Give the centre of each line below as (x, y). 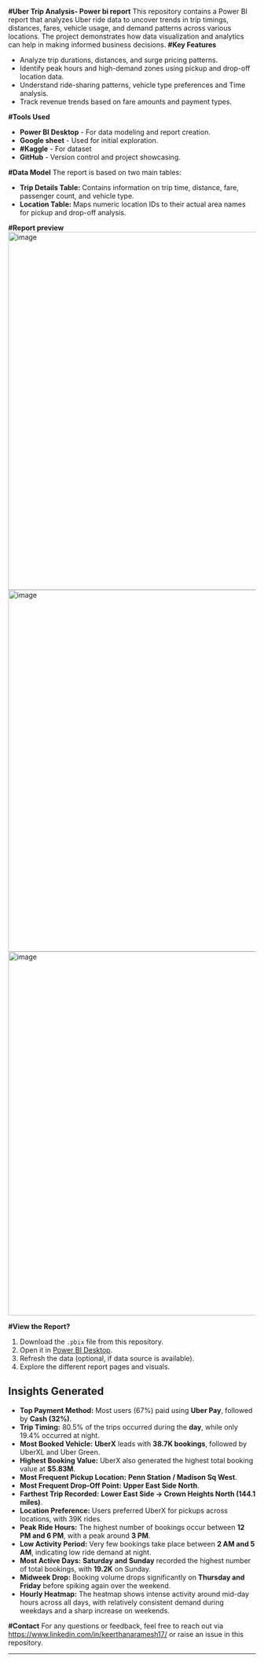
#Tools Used (29, 117)
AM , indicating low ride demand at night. (85, 1552)
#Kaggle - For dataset (55, 149)
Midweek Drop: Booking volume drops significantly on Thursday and (132, 1577)
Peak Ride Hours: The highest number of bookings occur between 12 (132, 1527)
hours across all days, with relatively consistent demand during (121, 1602)
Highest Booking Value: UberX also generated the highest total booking (136, 1460)
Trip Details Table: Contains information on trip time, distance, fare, (129, 187)
